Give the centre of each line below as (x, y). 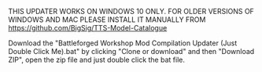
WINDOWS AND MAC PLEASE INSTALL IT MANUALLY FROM (107, 20)
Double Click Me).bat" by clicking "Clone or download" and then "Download (131, 51)
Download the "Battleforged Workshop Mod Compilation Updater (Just (123, 43)
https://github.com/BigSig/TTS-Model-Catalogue (88, 28)
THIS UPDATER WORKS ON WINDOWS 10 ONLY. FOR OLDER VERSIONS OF (131, 11)
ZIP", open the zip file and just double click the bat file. (96, 59)
